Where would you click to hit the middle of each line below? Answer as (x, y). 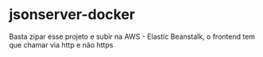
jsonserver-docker (72, 15)
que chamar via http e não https (61, 44)
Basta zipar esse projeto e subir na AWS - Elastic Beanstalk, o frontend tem (132, 36)
